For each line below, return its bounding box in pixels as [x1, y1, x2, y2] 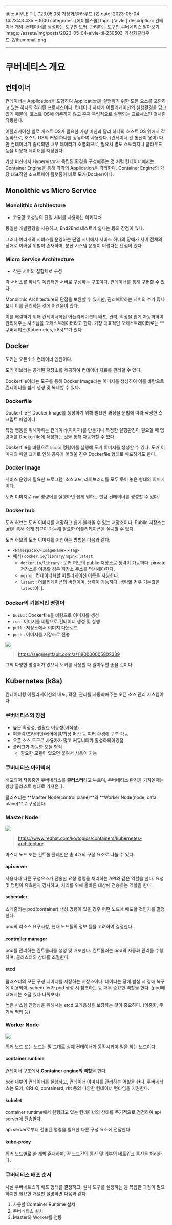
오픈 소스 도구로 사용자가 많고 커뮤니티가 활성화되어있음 [12, 737, 124, 744]
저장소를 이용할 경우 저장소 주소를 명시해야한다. [20, 566, 115, 572]
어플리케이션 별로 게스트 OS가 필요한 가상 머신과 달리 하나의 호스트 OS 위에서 [5, 128, 160, 134]
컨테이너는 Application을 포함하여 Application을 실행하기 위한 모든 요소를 [5, 98, 153, 104]
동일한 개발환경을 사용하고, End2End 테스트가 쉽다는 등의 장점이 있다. [5, 225, 144, 231]
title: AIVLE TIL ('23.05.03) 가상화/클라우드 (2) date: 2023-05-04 [5, 11, 140, 17]
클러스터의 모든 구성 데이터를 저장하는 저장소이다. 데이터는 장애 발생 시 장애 [5, 978, 156, 984]
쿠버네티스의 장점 [5, 712, 46, 719]
